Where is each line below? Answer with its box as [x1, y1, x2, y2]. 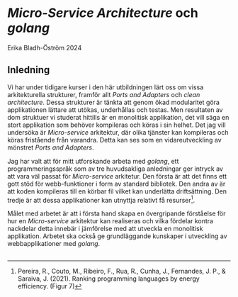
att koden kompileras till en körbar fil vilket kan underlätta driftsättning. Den [7, 186, 227, 196]
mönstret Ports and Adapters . [7, 143, 94, 152]
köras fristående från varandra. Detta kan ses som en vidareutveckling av [7, 135, 222, 144]
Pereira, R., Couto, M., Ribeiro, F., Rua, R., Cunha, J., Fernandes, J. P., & [17, 267, 227, 275]
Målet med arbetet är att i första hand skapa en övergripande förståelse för [7, 209, 226, 218]
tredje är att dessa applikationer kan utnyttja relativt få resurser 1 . [7, 194, 195, 204]
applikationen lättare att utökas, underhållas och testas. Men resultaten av [7, 105, 223, 114]
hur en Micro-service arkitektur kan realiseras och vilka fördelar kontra [7, 217, 214, 225]
